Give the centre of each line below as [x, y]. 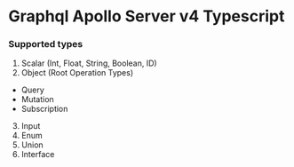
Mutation [37, 99]
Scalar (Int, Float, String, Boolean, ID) [89, 63]
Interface [38, 155]
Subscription [44, 109]
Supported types [46, 44]
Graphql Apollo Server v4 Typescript [147, 16]
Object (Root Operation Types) [77, 73]
